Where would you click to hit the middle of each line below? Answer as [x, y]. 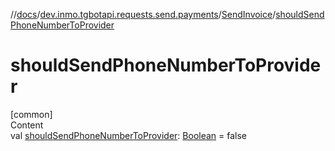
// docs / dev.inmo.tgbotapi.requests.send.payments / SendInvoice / [143, 14]
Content [27, 125]
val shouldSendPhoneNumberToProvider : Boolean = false [129, 135]
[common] [31, 114]
